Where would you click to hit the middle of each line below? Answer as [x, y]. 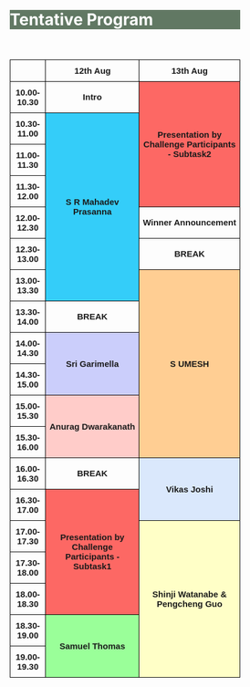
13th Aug [189, 70]
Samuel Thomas [93, 646]
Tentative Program [82, 20]
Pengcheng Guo [189, 604]
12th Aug [92, 70]
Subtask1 [93, 567]
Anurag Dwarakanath [92, 426]
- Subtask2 [189, 153]
